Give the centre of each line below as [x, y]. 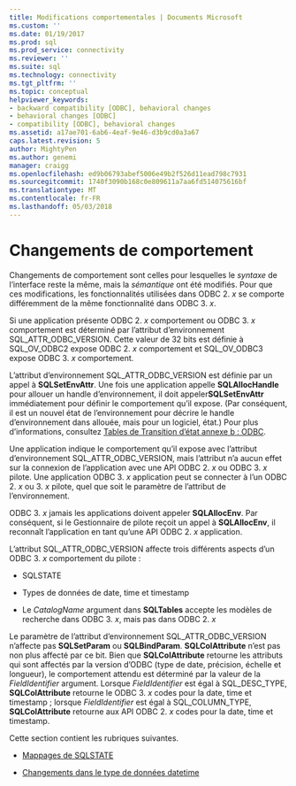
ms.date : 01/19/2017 [47, 34]
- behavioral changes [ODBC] [63, 116]
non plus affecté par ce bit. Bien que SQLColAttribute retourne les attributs [146, 655]
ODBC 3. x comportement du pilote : [75, 558]
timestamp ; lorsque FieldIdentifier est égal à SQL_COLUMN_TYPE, [130, 702]
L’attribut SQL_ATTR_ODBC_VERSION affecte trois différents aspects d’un [142, 549]
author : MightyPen [43, 149]
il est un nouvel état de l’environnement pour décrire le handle [122, 412]
